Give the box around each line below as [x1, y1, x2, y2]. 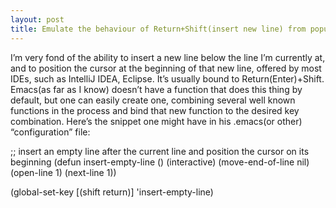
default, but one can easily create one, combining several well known [10, 94, 296, 106]
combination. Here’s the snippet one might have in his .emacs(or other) [10, 115, 303, 127]
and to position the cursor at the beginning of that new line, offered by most [10, 62, 322, 74]
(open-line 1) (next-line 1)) [10, 166, 117, 178]
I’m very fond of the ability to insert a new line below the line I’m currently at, [10, 51, 326, 63]
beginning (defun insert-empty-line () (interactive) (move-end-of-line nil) [10, 156, 310, 168]
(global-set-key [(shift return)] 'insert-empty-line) [10, 186, 214, 198]
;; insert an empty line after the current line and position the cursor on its [10, 145, 310, 157]
